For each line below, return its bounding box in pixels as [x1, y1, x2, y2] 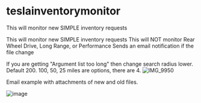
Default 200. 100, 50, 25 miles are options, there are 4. [6, 66, 141, 73]
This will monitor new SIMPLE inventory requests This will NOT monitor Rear [6, 36, 196, 43]
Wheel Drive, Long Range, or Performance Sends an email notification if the [6, 42, 194, 49]
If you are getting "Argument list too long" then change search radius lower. [6, 60, 194, 67]
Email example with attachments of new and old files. [6, 78, 138, 86]
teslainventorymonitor [6, 4, 121, 18]
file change [6, 48, 34, 55]
